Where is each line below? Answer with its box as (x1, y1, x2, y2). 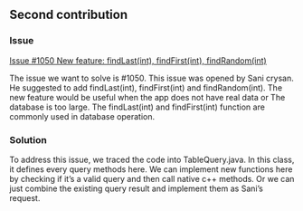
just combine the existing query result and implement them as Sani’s (9, 183, 264, 194)
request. (9, 192, 41, 203)
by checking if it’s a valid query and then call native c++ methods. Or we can (9, 173, 295, 184)
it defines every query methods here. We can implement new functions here (9, 163, 293, 175)
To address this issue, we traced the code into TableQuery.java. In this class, (9, 154, 295, 165)
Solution (9, 133, 48, 146)
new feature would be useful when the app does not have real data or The (9, 91, 286, 102)
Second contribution (9, 7, 128, 23)
